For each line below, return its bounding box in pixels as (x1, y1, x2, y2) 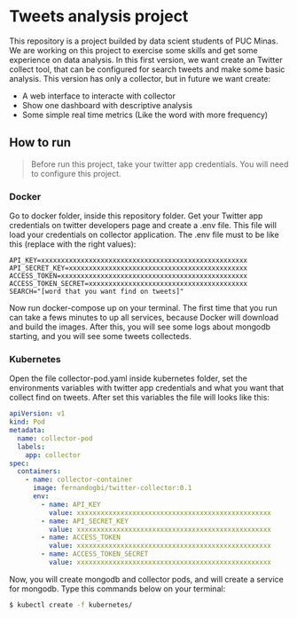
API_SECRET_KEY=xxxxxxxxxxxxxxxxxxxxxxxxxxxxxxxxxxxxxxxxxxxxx (9, 264, 248, 273)
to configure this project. (30, 168, 121, 178)
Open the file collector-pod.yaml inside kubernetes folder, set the (9, 373, 248, 384)
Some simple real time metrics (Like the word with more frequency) (21, 109, 269, 120)
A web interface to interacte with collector (21, 91, 176, 101)
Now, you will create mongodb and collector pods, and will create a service (9, 574, 284, 584)
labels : (17, 442, 46, 451)
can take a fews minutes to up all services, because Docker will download (9, 313, 279, 323)
